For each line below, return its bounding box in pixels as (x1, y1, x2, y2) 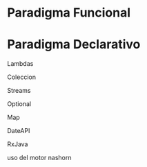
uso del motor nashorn (7, 154, 72, 162)
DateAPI (7, 127, 30, 135)
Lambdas (7, 60, 34, 68)
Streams (7, 87, 31, 95)
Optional (7, 100, 32, 108)
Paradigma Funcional (7, 5, 131, 21)
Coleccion (7, 73, 37, 81)
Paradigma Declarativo (7, 37, 141, 53)
